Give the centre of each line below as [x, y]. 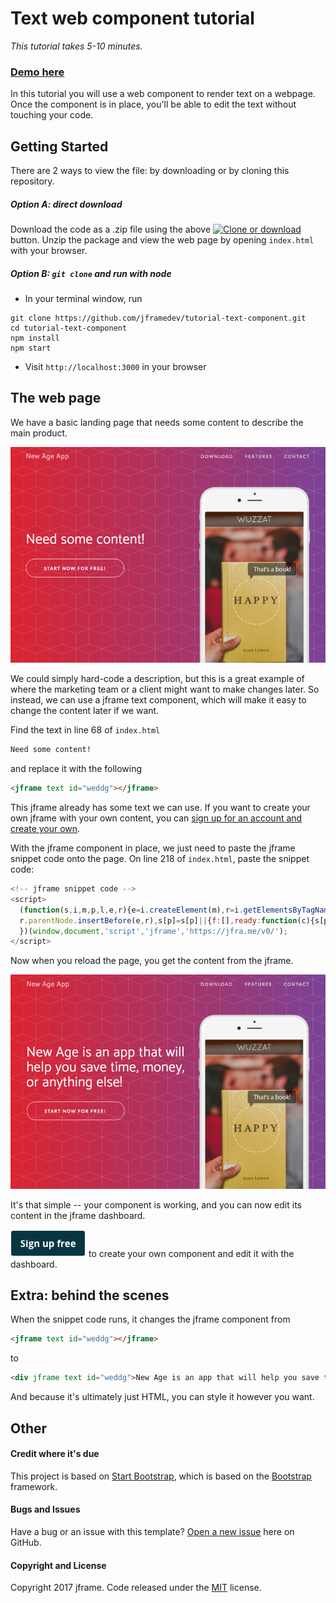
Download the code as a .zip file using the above [111, 229]
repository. [32, 181]
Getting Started [59, 146]
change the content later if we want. [85, 711]
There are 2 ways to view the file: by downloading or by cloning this [150, 171]
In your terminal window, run [83, 298]
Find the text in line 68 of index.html [85, 730]
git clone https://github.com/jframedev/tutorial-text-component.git [158, 318]
